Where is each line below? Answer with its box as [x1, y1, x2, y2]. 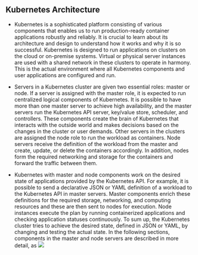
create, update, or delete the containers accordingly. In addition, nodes [14, 147, 189, 154]
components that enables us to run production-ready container [14, 27, 169, 34]
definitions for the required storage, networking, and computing [14, 196, 171, 204]
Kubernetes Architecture [5, 5, 100, 15]
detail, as [14, 242, 37, 249]
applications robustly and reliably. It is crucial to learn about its [14, 33, 168, 41]
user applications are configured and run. [14, 71, 116, 78]
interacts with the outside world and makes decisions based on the [14, 121, 179, 128]
